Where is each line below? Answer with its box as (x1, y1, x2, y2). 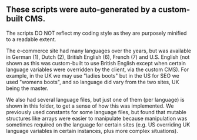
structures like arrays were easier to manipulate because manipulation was (6, 115, 188, 122)
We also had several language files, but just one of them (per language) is (6, 96, 185, 103)
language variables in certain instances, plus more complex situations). (6, 127, 178, 134)
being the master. (6, 85, 49, 92)
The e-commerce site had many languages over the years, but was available (6, 47, 192, 54)
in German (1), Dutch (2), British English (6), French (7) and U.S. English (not (6, 53, 190, 61)
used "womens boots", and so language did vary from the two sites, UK (6, 78, 179, 85)
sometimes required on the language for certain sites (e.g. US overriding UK (6, 121, 191, 128)
